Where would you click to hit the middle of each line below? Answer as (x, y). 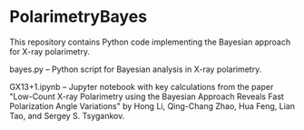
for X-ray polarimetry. (50, 51)
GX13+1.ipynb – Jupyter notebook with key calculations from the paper (142, 86)
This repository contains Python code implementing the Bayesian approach (150, 42)
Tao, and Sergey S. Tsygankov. (67, 115)
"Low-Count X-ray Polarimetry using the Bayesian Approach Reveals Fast (147, 96)
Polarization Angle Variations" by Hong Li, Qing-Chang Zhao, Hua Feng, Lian (152, 105)
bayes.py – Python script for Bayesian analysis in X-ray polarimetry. (136, 69)
